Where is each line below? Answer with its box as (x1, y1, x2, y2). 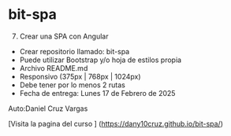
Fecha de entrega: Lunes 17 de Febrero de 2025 (19, 88, 176, 97)
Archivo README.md (19, 63, 88, 72)
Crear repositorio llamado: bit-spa (19, 46, 130, 56)
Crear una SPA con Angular (19, 31, 109, 41)
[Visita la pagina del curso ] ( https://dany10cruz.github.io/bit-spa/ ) (8, 119, 223, 128)
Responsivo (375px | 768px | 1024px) (19, 72, 141, 81)
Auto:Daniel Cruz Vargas (8, 104, 88, 113)
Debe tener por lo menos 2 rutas (19, 80, 126, 90)
